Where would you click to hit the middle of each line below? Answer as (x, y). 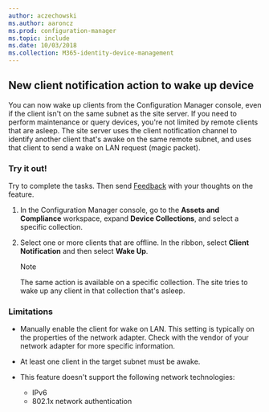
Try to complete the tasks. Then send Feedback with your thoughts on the (131, 186)
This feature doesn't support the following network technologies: (127, 377)
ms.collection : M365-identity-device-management (91, 53)
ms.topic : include (39, 38)
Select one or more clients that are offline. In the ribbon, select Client (134, 243)
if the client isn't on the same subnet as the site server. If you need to (122, 113)
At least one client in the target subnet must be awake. (110, 361)
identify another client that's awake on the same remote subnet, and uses (130, 139)
